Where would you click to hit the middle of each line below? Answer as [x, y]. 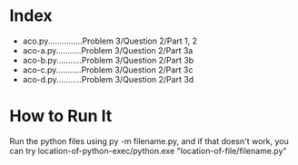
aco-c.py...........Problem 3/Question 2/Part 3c [108, 70]
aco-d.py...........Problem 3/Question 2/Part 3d [108, 79]
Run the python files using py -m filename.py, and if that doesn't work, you [149, 141]
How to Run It [61, 116]
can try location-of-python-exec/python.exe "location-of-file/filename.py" [149, 150]
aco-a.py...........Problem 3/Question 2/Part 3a [108, 50]
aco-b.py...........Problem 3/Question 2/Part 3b [108, 60]
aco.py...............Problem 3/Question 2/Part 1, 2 [110, 41]
